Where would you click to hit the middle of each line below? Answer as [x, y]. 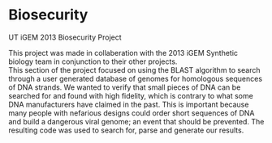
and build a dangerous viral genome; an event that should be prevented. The [136, 121]
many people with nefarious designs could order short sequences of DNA [132, 113]
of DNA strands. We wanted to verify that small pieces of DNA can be [125, 87]
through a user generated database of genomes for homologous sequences [135, 78]
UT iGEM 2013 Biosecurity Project [65, 37]
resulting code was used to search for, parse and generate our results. [126, 130]
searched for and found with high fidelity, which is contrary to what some [131, 95]
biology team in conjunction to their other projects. [93, 61]
